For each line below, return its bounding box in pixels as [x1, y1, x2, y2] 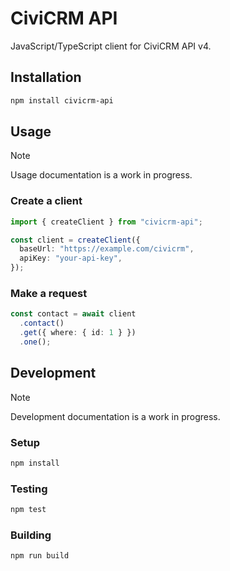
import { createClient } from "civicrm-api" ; [10, 217, 203, 227]
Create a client [10, 194, 83, 208]
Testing [10, 482, 48, 496]
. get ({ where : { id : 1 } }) [19, 328, 137, 338]
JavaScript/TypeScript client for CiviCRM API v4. [10, 40, 212, 52]
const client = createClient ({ [10, 235, 141, 245]
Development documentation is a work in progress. [10, 410, 221, 422]
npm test [10, 505, 47, 515]
